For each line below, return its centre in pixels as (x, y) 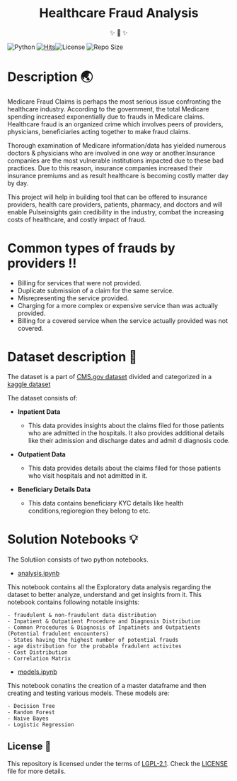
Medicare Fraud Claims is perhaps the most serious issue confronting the (114, 102)
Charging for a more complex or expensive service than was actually (117, 305)
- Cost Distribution (38, 652)
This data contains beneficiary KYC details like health (106, 503)
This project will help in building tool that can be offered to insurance (108, 197)
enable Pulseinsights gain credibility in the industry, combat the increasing (116, 212)
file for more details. (36, 771)
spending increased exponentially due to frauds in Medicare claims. (106, 116)
